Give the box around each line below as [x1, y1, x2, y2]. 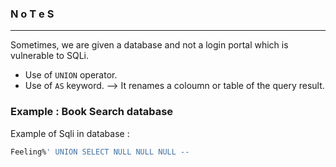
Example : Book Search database [10, 105, 174, 119]
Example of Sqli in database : [10, 127, 130, 139]
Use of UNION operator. [24, 69, 118, 81]
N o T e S [10, 7, 55, 21]
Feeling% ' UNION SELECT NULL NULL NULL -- [10, 147, 190, 157]
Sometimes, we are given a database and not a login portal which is [10, 39, 289, 51]
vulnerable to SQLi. [10, 50, 89, 62]
